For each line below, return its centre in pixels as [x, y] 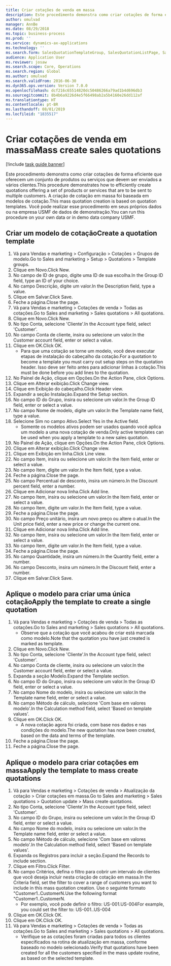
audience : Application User [36, 57]
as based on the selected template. [57, 958]
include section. [30, 861]
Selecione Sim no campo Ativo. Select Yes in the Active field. [76, 421]
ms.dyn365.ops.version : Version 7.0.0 [47, 86]
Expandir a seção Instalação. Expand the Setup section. [71, 394]
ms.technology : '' [25, 48]
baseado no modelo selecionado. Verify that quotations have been [90, 948]
